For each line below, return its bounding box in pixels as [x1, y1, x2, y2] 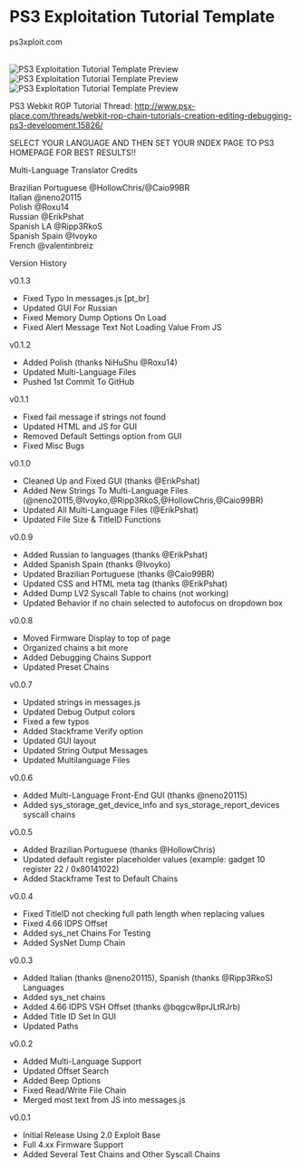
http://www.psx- [134, 100, 196, 111]
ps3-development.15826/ [9, 120, 103, 131]
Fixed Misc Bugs [22, 440, 85, 451]
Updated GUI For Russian [22, 302, 118, 313]
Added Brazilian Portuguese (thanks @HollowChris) [22, 844, 216, 855]
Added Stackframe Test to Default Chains [22, 873, 179, 884]
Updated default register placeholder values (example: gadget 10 [22, 853, 266, 864]
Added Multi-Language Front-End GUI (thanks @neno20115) [22, 790, 248, 801]
